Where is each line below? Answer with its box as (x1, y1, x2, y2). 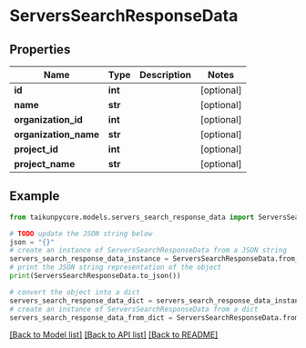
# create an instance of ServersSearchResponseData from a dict (9, 304, 259, 313)
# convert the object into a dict (9, 287, 141, 296)
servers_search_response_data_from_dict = (9, 313, 173, 323)
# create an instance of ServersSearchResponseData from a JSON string (9, 246, 287, 255)
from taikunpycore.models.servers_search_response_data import (9, 213, 255, 222)
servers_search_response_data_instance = (9, 254, 169, 263)
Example (9, 188, 60, 204)
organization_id (14, 114, 84, 125)
